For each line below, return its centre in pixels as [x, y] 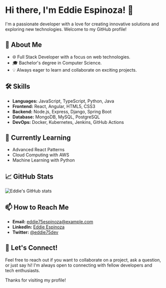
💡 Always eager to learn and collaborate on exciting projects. [75, 70]
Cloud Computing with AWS [41, 155]
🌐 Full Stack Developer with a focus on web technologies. [71, 57]
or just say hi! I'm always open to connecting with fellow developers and [79, 265]
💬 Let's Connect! [31, 248]
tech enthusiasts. [23, 270]
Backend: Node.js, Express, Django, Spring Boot [62, 111]
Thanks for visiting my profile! [35, 280]
